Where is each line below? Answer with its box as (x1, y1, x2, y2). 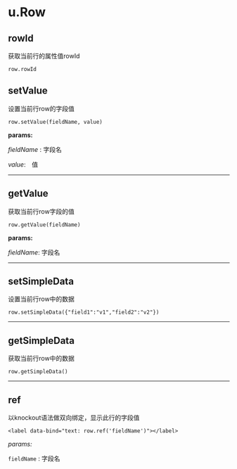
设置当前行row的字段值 (8, 104, 75, 113)
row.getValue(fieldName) (8, 221, 81, 229)
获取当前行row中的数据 (8, 354, 75, 363)
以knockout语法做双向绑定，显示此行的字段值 (8, 413, 140, 422)
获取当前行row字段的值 (8, 207, 75, 215)
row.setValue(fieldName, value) (8, 118, 103, 125)
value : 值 (8, 160, 38, 169)
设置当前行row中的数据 (8, 295, 75, 303)
